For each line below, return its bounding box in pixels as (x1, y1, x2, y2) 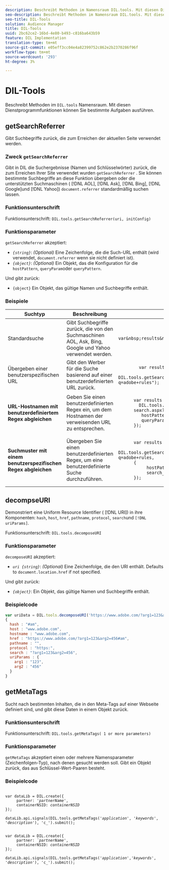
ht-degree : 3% (5, 59, 35, 64)
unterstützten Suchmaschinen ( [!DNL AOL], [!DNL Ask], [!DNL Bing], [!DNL (5, 181, 161, 187)
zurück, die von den (66, 325, 113, 333)
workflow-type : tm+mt (5, 49, 51, 55)
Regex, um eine (66, 457, 103, 464)
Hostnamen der (66, 412, 103, 419)
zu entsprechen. (66, 425, 105, 432)
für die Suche (66, 365, 99, 372)
